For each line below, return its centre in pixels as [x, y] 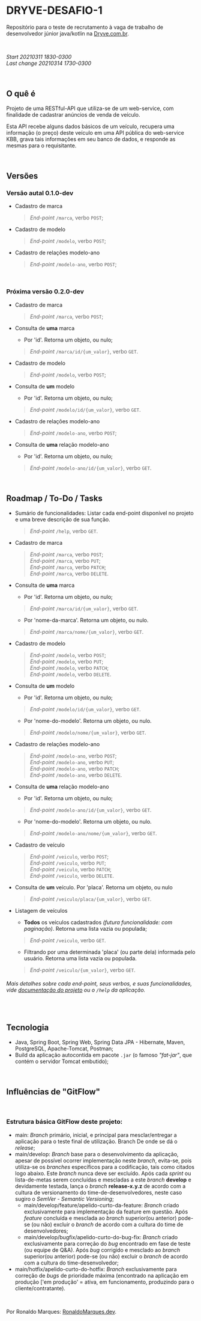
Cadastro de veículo [40, 845]
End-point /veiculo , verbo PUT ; [68, 863]
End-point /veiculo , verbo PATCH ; [70, 869]
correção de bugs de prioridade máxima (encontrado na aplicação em [101, 1275]
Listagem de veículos [41, 910]
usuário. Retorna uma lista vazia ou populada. [80, 958]
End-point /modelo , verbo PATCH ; [69, 667]
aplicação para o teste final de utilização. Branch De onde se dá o [96, 1141]
